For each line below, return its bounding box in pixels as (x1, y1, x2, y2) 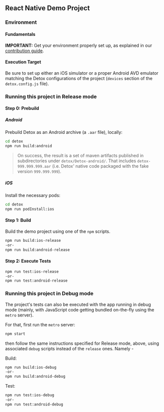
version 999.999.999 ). (17, 168, 62, 174)
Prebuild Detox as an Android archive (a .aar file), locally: (5, 129, 123, 135)
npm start (5, 331, 26, 336)
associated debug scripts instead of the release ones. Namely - (5, 345, 134, 351)
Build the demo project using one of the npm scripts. (5, 228, 111, 234)
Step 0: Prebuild (5, 105, 39, 111)
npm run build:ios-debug (5, 365, 57, 370)
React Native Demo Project (5, 4, 90, 12)
